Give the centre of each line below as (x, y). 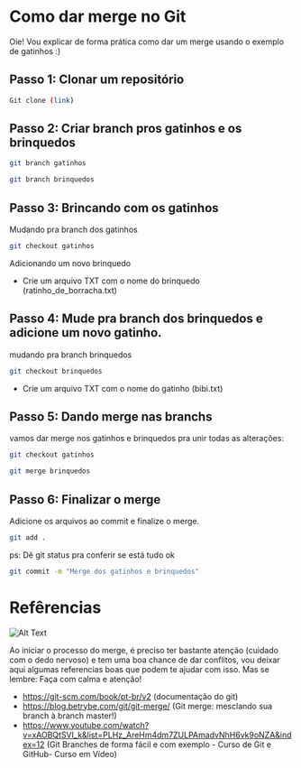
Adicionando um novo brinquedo (70, 263)
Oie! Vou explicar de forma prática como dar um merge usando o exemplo (147, 42)
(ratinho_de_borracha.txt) (69, 290)
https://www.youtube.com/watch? (86, 725)
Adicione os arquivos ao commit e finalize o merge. (105, 521)
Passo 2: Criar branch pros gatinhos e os (126, 129)
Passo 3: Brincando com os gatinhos (114, 208)
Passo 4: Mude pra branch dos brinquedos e (136, 319)
